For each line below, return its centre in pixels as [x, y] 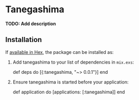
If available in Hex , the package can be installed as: [59, 52]
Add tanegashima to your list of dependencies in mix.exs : [73, 62]
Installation [24, 40]
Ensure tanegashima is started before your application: [71, 82]
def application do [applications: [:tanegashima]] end [69, 92]
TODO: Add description [31, 24]
